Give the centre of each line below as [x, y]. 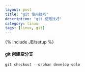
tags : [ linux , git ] [25, 28]
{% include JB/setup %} [29, 42]
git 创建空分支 [19, 54]
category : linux [22, 23]
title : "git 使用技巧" [27, 14]
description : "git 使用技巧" [33, 19]
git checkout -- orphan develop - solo [42, 65]
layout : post [18, 10]
